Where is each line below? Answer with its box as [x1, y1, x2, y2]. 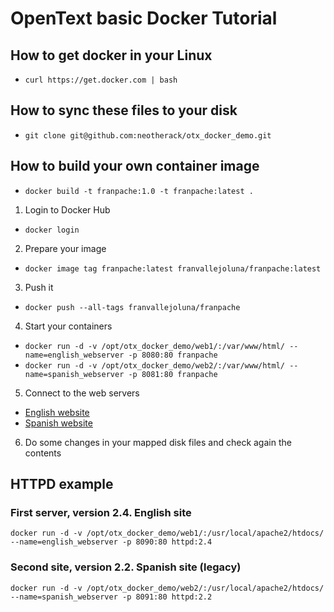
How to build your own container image [10, 158, 260, 175]
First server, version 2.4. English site [10, 505, 192, 519]
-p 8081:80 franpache [128, 369, 218, 379]
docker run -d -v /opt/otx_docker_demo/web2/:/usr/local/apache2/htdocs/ [10, 583, 325, 593]
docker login [24, 225, 80, 235]
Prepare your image [24, 242, 107, 254]
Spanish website [24, 417, 93, 429]
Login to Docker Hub [24, 203, 111, 216]
